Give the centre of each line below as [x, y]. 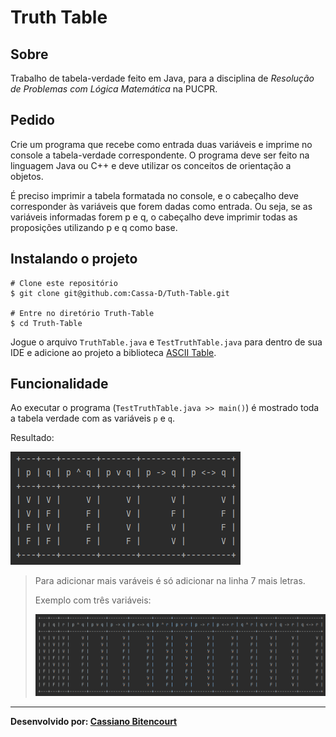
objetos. [27, 176]
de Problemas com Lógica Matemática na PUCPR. [114, 89]
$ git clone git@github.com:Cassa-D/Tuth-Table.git [120, 293]
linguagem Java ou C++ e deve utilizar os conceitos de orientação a [151, 165]
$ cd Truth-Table [46, 323]
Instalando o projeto [74, 259]
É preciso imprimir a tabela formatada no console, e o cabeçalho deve [154, 195]
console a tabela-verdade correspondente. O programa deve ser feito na [160, 155]
